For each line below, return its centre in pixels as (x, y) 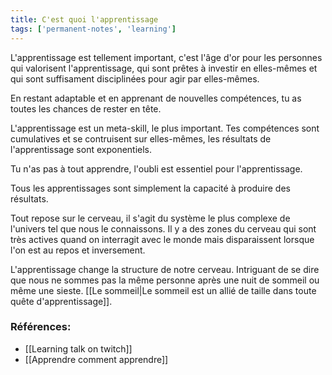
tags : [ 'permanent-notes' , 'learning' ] (93, 29)
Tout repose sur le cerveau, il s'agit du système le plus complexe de (150, 218)
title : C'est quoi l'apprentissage (84, 19)
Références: (41, 327)
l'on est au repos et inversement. (78, 250)
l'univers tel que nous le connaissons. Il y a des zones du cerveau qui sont (163, 228)
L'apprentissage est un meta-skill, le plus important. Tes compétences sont (165, 128)
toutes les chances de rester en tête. (86, 108)
